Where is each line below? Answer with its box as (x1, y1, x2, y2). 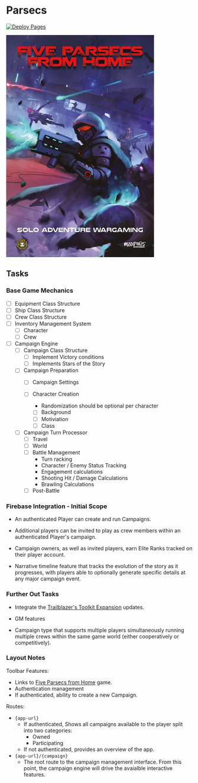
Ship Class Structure (14, 306, 65, 314)
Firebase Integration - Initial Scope (6, 502, 108, 510)
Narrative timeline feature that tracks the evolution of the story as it (14, 563, 178, 570)
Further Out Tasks (6, 590, 59, 598)
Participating (32, 739, 64, 746)
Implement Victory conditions (32, 354, 105, 361)
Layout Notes (6, 654, 46, 662)
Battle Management (32, 448, 80, 456)
